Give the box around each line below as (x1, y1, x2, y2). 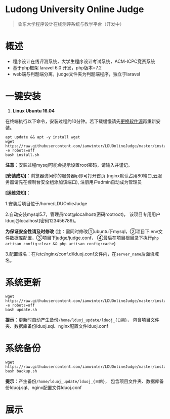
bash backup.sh (5, 368, 37, 373)
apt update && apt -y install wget (5, 134, 80, 140)
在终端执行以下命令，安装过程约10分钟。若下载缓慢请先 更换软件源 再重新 (5, 118, 156, 124)
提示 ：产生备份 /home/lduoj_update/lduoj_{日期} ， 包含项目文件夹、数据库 (5, 378, 160, 384)
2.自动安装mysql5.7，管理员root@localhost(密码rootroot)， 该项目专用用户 (5, 211, 161, 217)
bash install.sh (5, 152, 39, 158)
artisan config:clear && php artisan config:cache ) (5, 240, 116, 246)
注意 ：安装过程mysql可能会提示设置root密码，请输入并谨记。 (5, 162, 133, 168)
